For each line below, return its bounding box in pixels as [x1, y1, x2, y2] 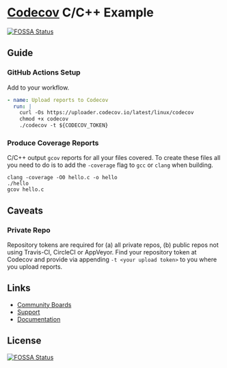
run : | [13, 103, 32, 110]
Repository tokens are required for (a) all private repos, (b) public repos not [7, 241, 219, 249]
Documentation [16, 315, 61, 323]
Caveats [7, 205, 43, 216]
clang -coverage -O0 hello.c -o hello [7, 174, 118, 181]
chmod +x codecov [19, 116, 69, 122]
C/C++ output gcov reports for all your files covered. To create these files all [7, 154, 221, 162]
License [7, 335, 42, 347]
